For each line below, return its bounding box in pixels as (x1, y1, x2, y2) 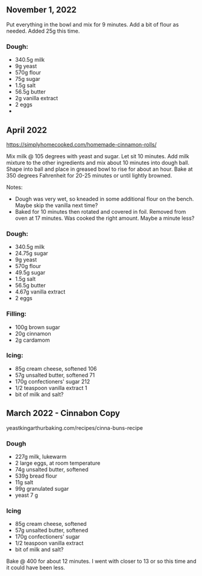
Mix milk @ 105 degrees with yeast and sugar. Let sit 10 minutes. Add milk (6, 152, 189, 159)
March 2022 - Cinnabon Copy (6, 408, 121, 418)
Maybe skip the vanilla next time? (14, 202, 98, 209)
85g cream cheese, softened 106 (14, 365, 98, 372)
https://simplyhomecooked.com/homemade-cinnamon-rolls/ (6, 141, 157, 148)
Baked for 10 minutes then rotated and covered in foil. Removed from (14, 208, 186, 215)
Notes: (6, 184, 23, 191)
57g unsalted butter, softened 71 (14, 371, 95, 379)
